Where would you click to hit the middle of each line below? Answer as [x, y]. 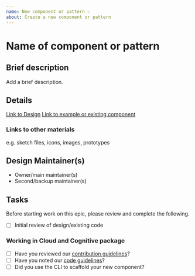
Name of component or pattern [83, 46]
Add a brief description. [35, 82]
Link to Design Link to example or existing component [71, 115]
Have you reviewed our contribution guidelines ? [72, 254]
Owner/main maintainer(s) [46, 175]
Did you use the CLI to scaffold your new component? [79, 267]
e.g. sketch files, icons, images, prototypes [58, 142]
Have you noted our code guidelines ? [60, 260]
